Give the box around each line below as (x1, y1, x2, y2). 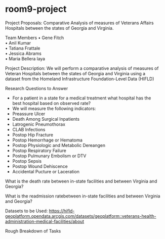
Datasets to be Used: (5, 208, 48, 214)
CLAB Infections (12, 126, 45, 132)
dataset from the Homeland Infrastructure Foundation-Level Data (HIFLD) (5, 76, 155, 82)
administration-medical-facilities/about (5, 218, 84, 224)
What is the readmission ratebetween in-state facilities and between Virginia (5, 193, 161, 199)
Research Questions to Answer (5, 85, 68, 91)
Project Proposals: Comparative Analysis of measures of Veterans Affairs (5, 20, 154, 26)
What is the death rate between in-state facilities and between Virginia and (5, 178, 157, 184)
